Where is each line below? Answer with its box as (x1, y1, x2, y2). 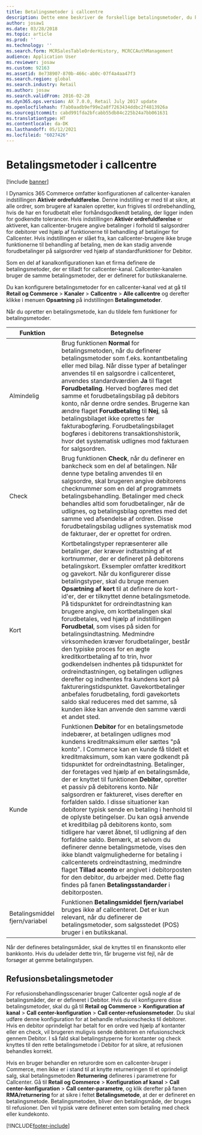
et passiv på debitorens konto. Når (61, 782, 159, 791)
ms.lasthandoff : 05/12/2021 (6, 127, 77, 133)
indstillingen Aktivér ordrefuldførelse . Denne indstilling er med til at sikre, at (6, 196, 195, 203)
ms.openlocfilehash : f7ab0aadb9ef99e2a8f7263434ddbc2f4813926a (6, 104, 168, 110)
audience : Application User (6, 54, 77, 60)
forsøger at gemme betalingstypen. (6, 956, 94, 963)
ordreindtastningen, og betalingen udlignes (61, 667, 183, 676)
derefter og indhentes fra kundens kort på (61, 674, 180, 683)
